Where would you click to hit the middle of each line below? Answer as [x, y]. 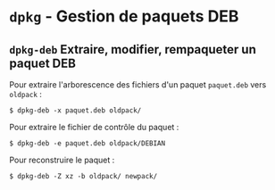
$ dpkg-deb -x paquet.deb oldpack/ [75, 111]
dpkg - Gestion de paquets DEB [124, 17]
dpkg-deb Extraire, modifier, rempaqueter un [133, 50]
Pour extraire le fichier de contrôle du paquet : [94, 127]
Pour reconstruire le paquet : [62, 160]
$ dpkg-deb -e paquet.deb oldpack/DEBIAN [87, 144]
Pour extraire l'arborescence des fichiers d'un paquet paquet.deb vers [138, 85]
